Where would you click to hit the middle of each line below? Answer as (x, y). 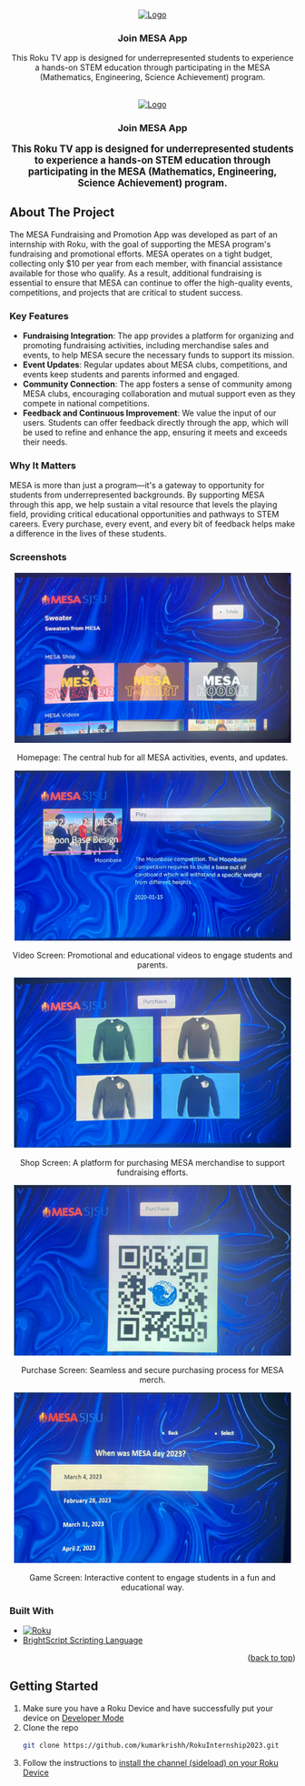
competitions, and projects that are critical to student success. (126, 292)
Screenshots (38, 557)
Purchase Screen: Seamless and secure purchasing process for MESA (152, 1370)
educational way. (152, 1587)
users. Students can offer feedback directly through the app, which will (155, 423)
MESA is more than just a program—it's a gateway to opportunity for (137, 486)
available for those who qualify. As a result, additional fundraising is (136, 273)
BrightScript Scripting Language (83, 1641)
